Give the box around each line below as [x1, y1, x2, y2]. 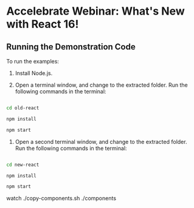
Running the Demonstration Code [6, 41, 136, 52]
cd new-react [6, 162, 40, 168]
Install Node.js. [15, 70, 53, 77]
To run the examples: [6, 58, 60, 65]
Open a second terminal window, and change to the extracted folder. [15, 138, 187, 145]
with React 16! [6, 17, 79, 31]
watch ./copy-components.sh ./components [6, 195, 117, 202]
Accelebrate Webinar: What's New [6, 4, 185, 18]
